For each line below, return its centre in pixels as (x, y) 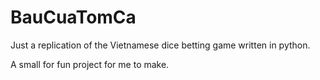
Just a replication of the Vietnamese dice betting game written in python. (160, 45)
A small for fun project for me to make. (90, 64)
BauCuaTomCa (73, 17)
